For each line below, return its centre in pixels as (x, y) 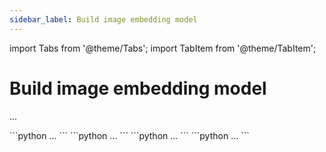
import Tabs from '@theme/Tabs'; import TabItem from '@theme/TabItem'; (163, 48)
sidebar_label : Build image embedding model (103, 19)
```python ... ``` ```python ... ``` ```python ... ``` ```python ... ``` (129, 135)
